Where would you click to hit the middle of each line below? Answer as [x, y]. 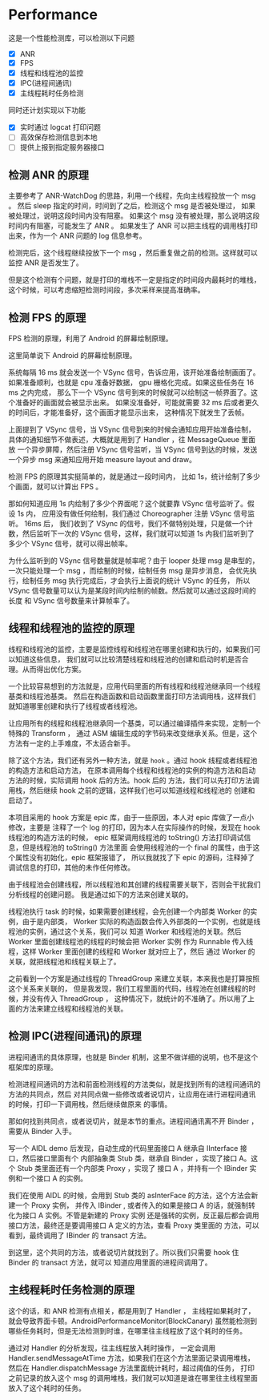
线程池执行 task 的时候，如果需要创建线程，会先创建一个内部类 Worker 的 [129, 911]
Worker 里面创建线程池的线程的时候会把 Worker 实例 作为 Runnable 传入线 [131, 941]
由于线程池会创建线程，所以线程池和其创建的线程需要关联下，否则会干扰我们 [134, 884]
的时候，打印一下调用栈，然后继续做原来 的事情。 [90, 1104]
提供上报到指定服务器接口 [62, 147]
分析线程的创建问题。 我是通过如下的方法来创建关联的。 [100, 894]
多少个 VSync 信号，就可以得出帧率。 [70, 544]
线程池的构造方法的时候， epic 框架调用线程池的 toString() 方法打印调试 [126, 837]
